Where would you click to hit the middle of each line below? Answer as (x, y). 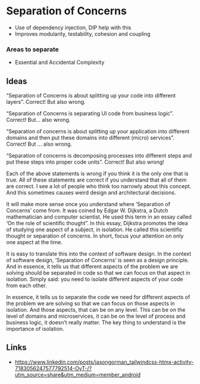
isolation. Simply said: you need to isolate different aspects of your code (95, 279)
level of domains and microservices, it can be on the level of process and (96, 316)
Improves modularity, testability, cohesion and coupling (82, 33)
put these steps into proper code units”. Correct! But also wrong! (85, 162)
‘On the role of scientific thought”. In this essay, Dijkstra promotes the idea (97, 223)
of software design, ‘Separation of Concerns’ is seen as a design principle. (98, 260)
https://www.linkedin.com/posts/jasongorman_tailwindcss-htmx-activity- (104, 362)
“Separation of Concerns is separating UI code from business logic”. (90, 113)
